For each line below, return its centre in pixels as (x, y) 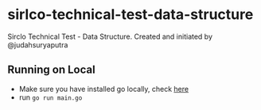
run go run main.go (51, 97)
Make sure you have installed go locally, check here (103, 89)
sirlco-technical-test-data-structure (130, 15)
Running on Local (52, 70)
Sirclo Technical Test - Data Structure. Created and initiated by (110, 36)
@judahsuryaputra (38, 44)
